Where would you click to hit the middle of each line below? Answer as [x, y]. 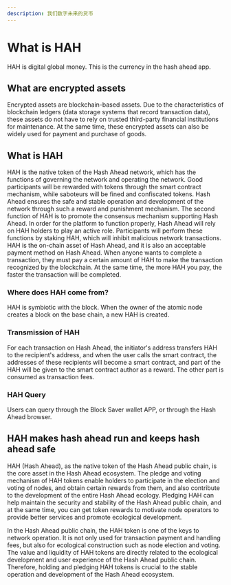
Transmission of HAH [44, 332]
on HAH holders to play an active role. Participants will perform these [105, 231]
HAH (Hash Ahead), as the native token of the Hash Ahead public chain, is [112, 466]
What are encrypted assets [66, 88]
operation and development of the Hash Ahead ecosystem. [91, 574]
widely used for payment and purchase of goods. [77, 134]
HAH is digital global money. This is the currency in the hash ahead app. [109, 67]
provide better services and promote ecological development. [95, 517]
